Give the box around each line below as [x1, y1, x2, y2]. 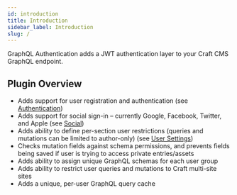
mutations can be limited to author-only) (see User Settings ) [17, 134, 194, 143]
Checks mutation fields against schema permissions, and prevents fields [17, 142, 230, 150]
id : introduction [7, 10, 59, 18]
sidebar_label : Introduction [7, 23, 94, 30]
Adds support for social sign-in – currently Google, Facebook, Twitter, [17, 111, 222, 121]
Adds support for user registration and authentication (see [17, 96, 188, 105]
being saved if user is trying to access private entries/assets [17, 150, 194, 158]
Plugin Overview [7, 77, 82, 89]
